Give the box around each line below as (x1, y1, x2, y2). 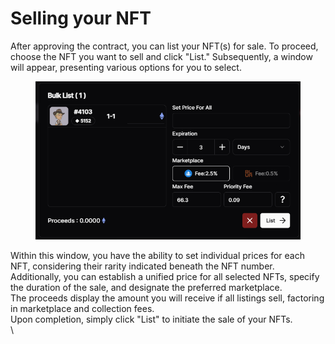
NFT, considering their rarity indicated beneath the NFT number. (10, 260, 275, 272)
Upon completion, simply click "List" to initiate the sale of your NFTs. (10, 313, 293, 325)
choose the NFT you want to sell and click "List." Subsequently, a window (10, 50, 313, 62)
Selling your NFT (10, 7, 152, 30)
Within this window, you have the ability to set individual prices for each (10, 249, 305, 261)
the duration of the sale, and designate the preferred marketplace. (10, 281, 283, 293)
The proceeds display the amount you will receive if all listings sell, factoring (10, 292, 325, 304)
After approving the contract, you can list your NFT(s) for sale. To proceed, (10, 40, 319, 52)
